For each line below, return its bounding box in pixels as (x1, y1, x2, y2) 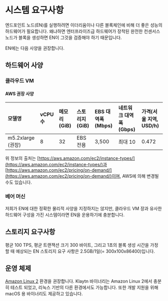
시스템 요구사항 (5, 4, 64, 16)
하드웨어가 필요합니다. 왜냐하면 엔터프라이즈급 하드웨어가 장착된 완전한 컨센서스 (5, 28, 160, 34)
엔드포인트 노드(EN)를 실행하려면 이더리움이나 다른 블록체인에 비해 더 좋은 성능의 (5, 22, 162, 28)
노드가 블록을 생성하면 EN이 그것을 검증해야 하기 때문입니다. (5, 34, 122, 40)
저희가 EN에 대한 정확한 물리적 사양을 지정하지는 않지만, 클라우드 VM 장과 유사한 (5, 205, 162, 211)
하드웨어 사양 (5, 61, 43, 70)
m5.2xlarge (7, 134, 35, 141)
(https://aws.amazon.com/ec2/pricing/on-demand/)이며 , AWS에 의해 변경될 (5, 173, 159, 179)
